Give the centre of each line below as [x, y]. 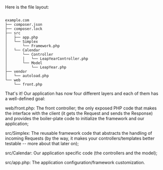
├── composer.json [24, 24]
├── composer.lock [24, 29]
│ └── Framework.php [32, 46]
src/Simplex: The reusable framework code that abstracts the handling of [79, 133]
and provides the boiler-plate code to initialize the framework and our [75, 118]
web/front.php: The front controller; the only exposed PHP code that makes [81, 108]
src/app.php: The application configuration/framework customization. [75, 162]
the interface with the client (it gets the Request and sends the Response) [79, 113]
